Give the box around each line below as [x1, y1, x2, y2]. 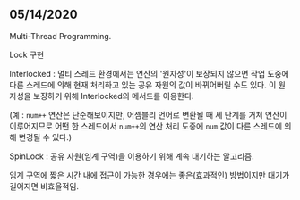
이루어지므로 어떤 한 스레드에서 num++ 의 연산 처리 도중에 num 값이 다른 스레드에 [9, 121, 283, 131]
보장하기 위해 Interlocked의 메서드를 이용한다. [32, 90, 194, 101]
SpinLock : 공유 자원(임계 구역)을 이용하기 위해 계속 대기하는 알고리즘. [9, 151, 254, 162]
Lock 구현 [9, 49, 45, 60]
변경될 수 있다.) [18, 131, 73, 142]
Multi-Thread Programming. [9, 30, 112, 41]
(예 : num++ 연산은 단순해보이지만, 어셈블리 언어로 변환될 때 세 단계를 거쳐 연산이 [9, 109, 287, 120]
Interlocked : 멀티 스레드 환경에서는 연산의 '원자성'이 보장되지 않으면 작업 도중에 [9, 68, 289, 79]
